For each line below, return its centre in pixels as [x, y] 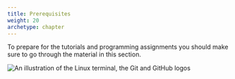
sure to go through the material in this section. [74, 54]
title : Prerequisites [39, 14]
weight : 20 [23, 20]
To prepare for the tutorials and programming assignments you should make [118, 47]
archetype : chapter [36, 27]
